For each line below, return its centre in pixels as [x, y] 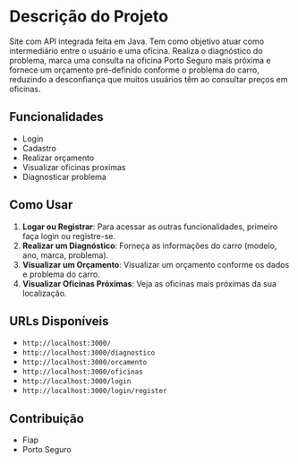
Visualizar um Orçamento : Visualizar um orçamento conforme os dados [156, 264]
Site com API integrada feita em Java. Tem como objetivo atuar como [137, 41]
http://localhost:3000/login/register [94, 391]
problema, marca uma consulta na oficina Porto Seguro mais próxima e [140, 60]
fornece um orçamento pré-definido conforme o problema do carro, [134, 70]
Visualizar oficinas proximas [74, 167]
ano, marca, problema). [65, 255]
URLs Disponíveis [59, 321]
